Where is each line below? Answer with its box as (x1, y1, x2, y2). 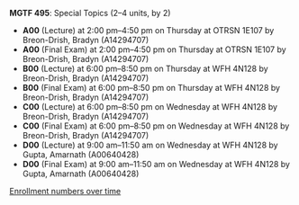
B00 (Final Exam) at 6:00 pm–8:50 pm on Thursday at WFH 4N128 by (22, 83, 281, 93)
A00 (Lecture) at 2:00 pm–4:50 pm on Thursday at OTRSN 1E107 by (22, 25, 275, 35)
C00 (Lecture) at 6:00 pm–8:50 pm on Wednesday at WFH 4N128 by (22, 102, 277, 111)
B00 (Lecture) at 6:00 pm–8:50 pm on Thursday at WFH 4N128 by (22, 63, 268, 74)
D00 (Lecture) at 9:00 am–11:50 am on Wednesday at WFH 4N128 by (22, 139, 278, 150)
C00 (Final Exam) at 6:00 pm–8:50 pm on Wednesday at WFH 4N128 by (22, 120, 290, 131)
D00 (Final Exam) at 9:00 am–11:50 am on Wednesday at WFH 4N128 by (22, 159, 291, 169)
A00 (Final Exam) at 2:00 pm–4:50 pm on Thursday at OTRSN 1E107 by (22, 44, 286, 55)
